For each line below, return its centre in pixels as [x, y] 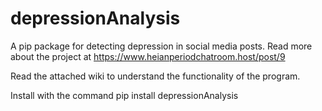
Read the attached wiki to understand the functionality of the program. [155, 76]
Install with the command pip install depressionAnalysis [124, 95]
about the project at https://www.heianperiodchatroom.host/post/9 [148, 56]
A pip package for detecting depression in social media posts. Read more [161, 46]
